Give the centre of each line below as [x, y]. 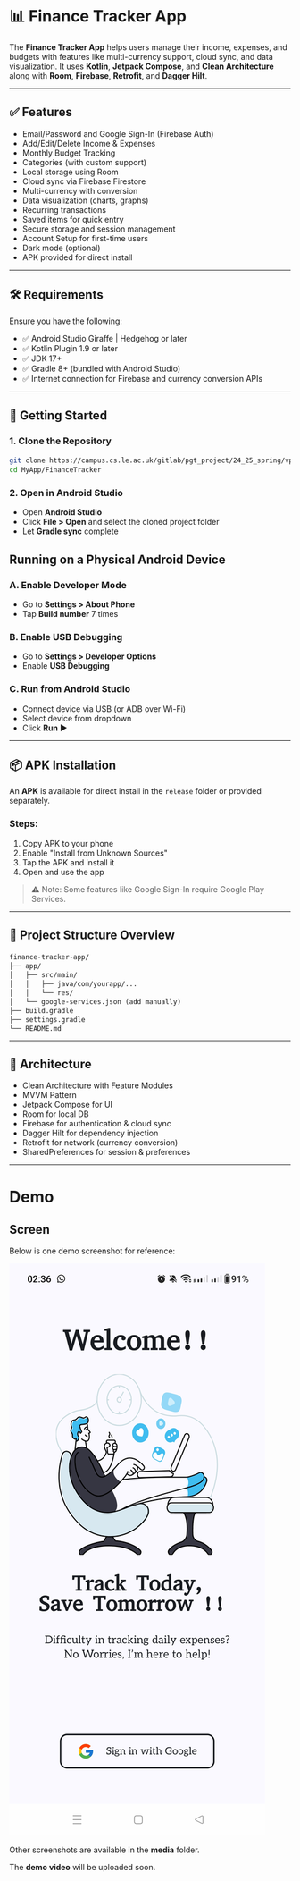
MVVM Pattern [50, 1095]
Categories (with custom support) [84, 162]
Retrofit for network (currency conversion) [100, 1143]
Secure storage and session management [99, 229]
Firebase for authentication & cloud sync [97, 1124]
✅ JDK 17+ [42, 358]
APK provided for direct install [77, 257]
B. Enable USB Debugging [66, 637]
